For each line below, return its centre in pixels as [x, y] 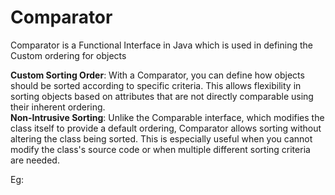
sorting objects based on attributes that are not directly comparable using [162, 96]
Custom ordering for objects [68, 55]
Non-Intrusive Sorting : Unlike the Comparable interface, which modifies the [167, 117]
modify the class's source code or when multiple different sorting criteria [160, 149]
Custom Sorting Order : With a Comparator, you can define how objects [157, 75]
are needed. [35, 160]
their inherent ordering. [58, 107]
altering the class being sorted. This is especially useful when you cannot [161, 138]
